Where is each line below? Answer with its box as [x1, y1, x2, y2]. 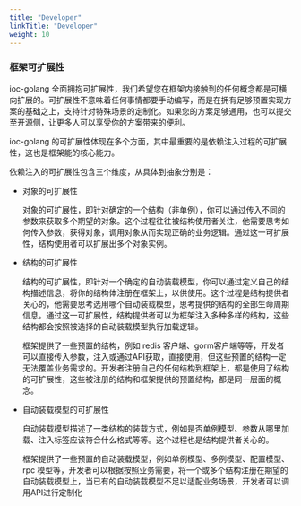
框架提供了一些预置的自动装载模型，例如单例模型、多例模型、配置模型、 [21, 453, 289, 464]
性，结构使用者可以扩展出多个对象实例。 [21, 238, 172, 249]
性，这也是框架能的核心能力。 [9, 147, 119, 158]
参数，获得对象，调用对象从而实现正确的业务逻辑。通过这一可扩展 [46, 226, 289, 238]
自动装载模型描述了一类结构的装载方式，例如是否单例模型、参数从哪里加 [21, 423, 289, 433]
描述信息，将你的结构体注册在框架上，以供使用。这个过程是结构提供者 [30, 287, 289, 298]
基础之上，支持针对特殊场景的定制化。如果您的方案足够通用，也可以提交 [24, 105, 292, 117]
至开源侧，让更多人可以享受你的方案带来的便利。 [9, 117, 190, 127]
